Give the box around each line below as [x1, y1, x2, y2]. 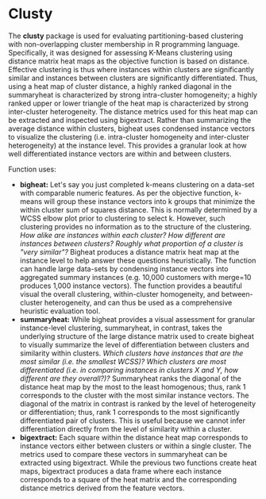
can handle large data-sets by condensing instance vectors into [19, 263, 229, 274]
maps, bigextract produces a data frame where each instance [19, 466, 222, 476]
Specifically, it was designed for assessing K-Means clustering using [8, 48, 233, 57]
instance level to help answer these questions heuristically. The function [19, 255, 256, 265]
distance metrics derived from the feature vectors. [19, 483, 185, 493]
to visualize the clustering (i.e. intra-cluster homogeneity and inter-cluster [8, 132, 250, 141]
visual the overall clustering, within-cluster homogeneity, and [19, 289, 220, 298]
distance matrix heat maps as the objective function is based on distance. [8, 56, 250, 66]
